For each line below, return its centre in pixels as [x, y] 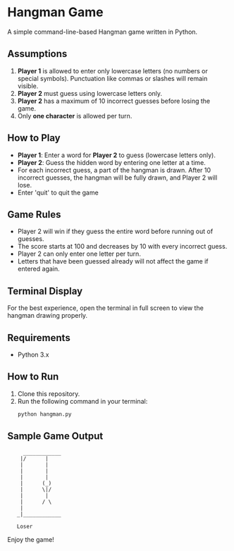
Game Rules [34, 215]
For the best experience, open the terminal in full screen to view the [106, 308]
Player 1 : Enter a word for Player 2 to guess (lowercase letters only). [117, 155]
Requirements [39, 338]
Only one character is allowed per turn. [75, 116]
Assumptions [37, 54]
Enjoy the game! [31, 539]
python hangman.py [44, 414]
